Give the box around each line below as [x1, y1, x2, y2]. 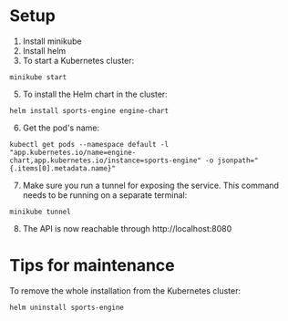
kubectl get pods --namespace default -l [9, 140, 170, 149]
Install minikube [22, 36, 82, 47]
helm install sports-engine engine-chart [9, 106, 170, 115]
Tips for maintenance [9, 255, 175, 276]
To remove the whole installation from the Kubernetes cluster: [9, 285, 242, 296]
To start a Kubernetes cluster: [22, 55, 135, 66]
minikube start [9, 72, 67, 82]
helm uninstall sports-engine [9, 303, 125, 312]
